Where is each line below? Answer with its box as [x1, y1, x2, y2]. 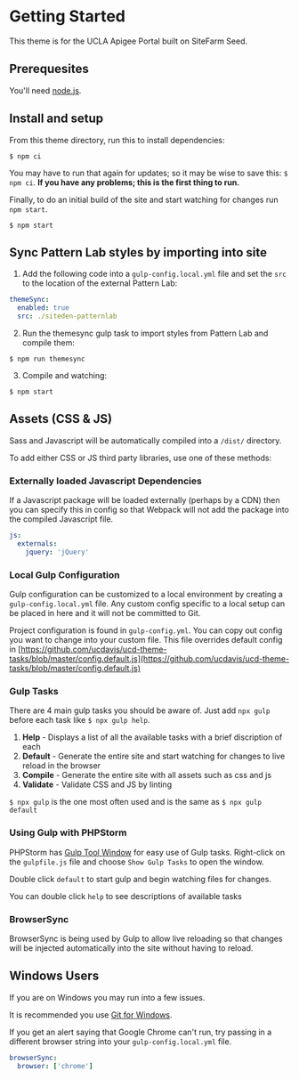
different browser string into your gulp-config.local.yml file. [9, 1035, 232, 1047]
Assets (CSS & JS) [9, 411, 113, 426]
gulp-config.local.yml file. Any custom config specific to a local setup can [9, 598, 286, 609]
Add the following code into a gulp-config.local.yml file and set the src [21, 269, 287, 280]
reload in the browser [21, 760, 101, 771]
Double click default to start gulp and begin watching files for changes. [9, 873, 271, 884]
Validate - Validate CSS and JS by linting [21, 779, 172, 790]
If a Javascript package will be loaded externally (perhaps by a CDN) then [9, 495, 280, 506]
